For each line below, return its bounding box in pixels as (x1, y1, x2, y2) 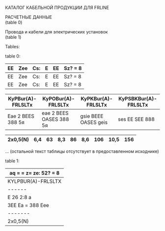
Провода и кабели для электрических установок (5, 29, 108, 34)
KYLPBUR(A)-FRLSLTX (7, 178, 62, 184)
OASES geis (80, 119, 108, 125)
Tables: (5, 44, 20, 49)
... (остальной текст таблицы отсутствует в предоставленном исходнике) (5, 148, 159, 154)
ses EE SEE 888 (117, 116, 155, 122)
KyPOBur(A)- (42, 95, 75, 102)
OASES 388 (41, 116, 69, 122)
